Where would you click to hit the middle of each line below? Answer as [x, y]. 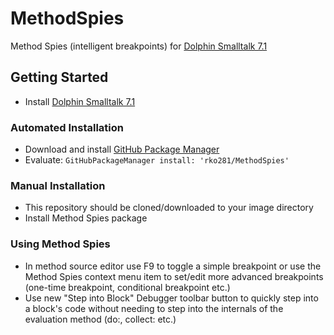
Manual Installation [58, 185]
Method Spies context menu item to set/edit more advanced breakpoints [174, 276]
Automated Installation [67, 127]
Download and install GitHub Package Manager [122, 149]
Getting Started [59, 77]
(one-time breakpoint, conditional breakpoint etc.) [127, 287]
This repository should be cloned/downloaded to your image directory [169, 208]
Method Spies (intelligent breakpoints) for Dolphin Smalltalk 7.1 [139, 46]
